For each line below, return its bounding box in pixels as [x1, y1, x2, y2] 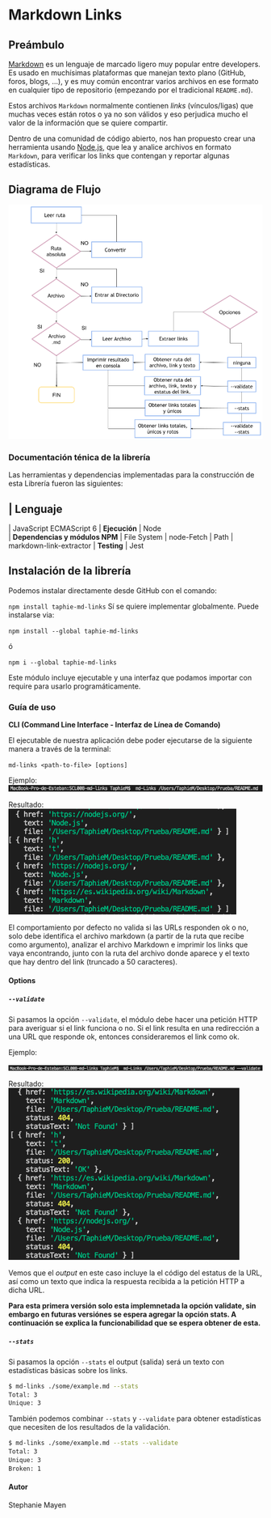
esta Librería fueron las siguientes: [8, 479, 123, 489]
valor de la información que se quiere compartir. [8, 118, 169, 127]
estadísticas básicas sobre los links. [8, 1365, 128, 1375]
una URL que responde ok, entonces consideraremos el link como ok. [8, 1032, 240, 1041]
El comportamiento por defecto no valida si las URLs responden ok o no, [8, 922, 249, 932]
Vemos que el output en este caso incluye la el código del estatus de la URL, [8, 1268, 262, 1278]
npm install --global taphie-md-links [8, 627, 139, 635]
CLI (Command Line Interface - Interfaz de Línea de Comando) [8, 720, 221, 730]
